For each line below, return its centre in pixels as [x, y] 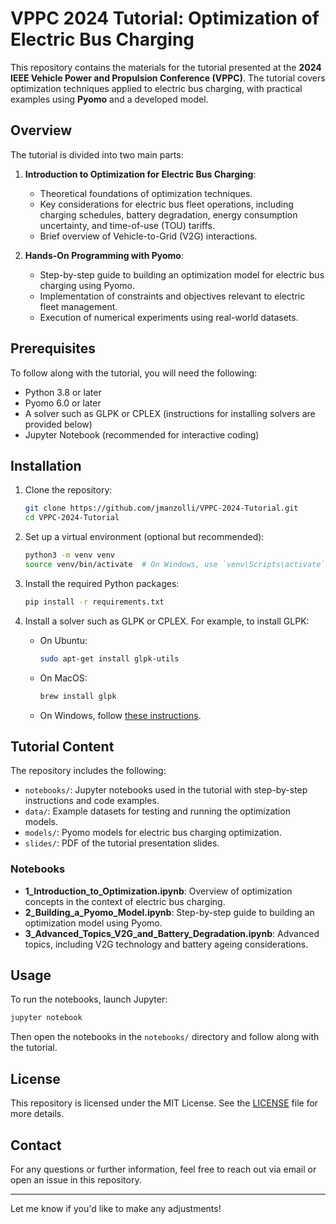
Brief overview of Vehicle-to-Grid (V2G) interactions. [148, 236]
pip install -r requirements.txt [94, 602]
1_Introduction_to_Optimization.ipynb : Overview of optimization [158, 891]
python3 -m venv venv [70, 555]
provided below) [58, 424]
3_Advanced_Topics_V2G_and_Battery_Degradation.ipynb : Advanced [172, 933]
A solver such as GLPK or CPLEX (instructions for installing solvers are [170, 413]
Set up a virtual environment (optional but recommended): [144, 537]
